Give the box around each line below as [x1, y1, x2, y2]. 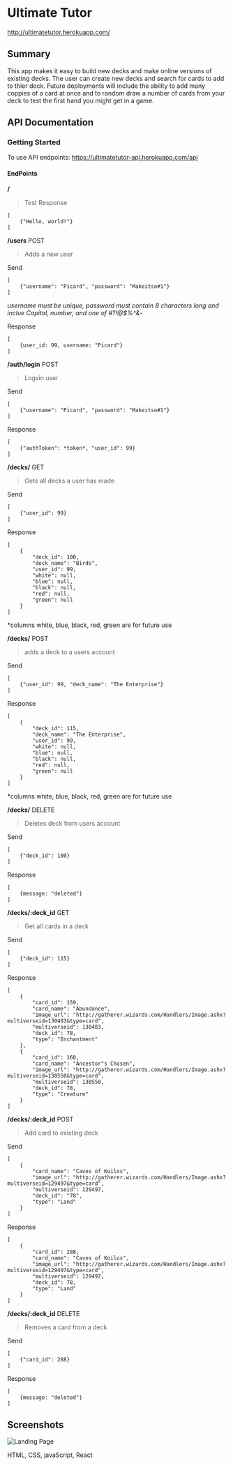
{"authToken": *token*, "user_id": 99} [20, 444, 136, 451]
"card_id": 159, [32, 999, 80, 1006]
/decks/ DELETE [7, 806, 55, 814]
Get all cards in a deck [24, 922, 89, 930]
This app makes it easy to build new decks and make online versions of [7, 66, 212, 75]
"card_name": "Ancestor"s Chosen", [32, 1060, 136, 1067]
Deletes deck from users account [24, 819, 121, 827]
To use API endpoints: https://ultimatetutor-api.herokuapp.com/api [7, 153, 198, 162]
